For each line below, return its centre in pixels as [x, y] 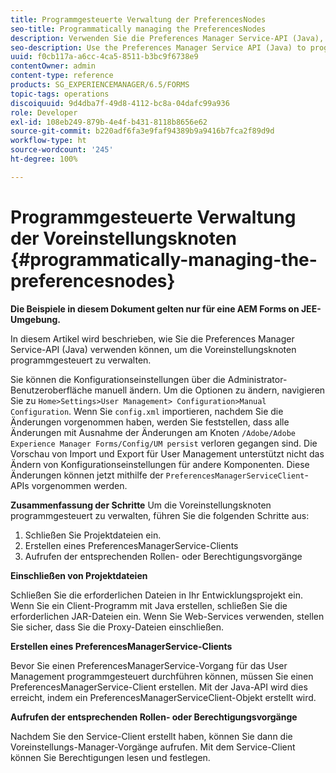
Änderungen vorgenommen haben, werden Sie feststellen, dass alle [150, 422]
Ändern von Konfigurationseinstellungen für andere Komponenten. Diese [160, 464]
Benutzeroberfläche [51, 390]
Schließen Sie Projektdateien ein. [93, 535]
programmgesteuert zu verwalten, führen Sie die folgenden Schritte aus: [160, 515]
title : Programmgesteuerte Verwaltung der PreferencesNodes [138, 19]
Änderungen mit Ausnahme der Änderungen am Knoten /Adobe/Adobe [153, 432]
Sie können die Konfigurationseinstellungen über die [118, 379]
